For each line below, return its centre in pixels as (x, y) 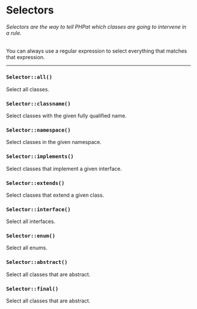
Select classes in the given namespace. (54, 142)
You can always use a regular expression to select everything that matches (97, 51)
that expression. (26, 57)
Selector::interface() (38, 209)
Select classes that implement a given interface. (64, 169)
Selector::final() (32, 289)
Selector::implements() (40, 157)
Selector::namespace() (38, 130)
